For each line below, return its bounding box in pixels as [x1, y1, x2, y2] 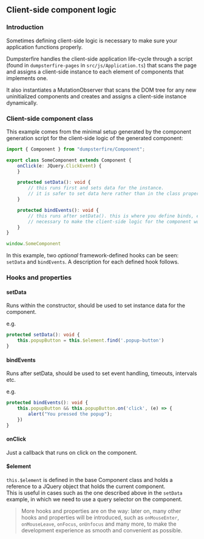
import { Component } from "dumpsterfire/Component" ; [6, 146, 146, 152]
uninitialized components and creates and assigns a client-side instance [6, 92, 187, 100]
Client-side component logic [6, 5, 117, 15]
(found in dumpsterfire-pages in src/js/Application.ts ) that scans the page [6, 61, 197, 69]
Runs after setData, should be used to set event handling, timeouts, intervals [6, 370, 197, 377]
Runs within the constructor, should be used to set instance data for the [6, 302, 185, 309]
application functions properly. [6, 43, 83, 50]
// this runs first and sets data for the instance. [28, 185, 165, 191]
